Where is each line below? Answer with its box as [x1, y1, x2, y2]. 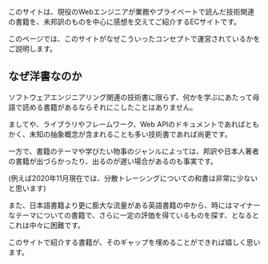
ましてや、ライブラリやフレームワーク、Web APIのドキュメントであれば [8, 119, 246, 129]
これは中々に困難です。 [8, 220, 86, 230]
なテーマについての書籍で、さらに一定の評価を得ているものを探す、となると [8, 210, 260, 220]
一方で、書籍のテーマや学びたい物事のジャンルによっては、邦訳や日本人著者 [8, 146, 260, 156]
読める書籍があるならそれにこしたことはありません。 [22, 102, 198, 112]
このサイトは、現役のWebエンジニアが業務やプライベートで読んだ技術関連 [8, 7, 254, 16]
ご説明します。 [8, 44, 58, 54]
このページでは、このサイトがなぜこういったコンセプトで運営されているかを [8, 34, 261, 43]
